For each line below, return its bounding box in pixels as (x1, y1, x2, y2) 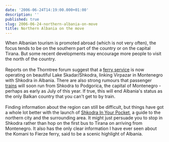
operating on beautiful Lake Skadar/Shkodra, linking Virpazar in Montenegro (5, 72, 163, 78)
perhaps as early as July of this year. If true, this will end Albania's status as (5, 88, 162, 94)
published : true (5, 17, 39, 22)
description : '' (5, 12, 39, 17)
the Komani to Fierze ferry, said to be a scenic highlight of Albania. (5, 131, 143, 137)
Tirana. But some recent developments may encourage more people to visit (5, 51, 161, 57)
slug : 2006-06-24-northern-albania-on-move (5, 21, 98, 27)
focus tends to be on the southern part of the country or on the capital (5, 45, 151, 51)
